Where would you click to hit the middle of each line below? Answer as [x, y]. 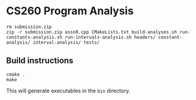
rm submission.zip [29, 27]
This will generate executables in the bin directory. [68, 90]
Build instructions [40, 61]
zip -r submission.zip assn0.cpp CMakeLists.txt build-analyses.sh [92, 32]
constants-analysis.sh [34, 37]
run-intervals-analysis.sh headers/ [110, 37]
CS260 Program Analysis [70, 11]
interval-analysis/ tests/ [66, 42]
